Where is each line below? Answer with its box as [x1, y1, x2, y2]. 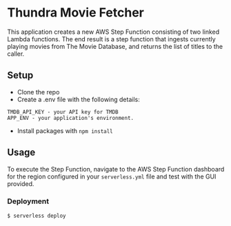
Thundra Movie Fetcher [7, 5, 145, 21]
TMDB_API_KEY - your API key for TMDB [7, 108, 119, 115]
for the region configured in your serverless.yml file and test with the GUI [7, 172, 217, 181]
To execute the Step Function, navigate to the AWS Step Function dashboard [7, 165, 225, 173]
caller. [7, 50, 25, 58]
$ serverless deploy [7, 212, 67, 219]
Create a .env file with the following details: [17, 95, 140, 103]
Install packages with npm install [17, 126, 114, 135]
